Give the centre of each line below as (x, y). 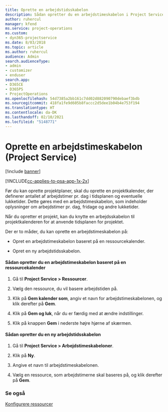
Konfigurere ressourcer (29, 404)
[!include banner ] (23, 171)
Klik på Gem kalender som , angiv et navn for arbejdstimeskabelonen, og (87, 298)
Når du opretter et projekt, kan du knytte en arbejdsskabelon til (70, 216)
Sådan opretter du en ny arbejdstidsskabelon (53, 335)
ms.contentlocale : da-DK (31, 113)
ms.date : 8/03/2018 (25, 43)
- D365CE (14, 84)
